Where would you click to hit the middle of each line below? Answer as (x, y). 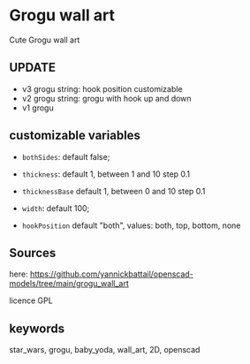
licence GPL (31, 300)
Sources (33, 253)
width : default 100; (56, 208)
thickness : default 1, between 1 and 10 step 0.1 (106, 174)
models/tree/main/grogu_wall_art (69, 284)
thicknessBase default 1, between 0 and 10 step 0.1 (114, 191)
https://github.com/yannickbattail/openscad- (112, 274)
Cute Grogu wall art (45, 40)
